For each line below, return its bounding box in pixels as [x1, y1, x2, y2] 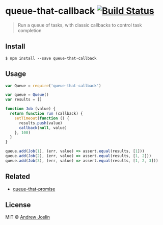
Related [5, 172, 31, 181]
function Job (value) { [5, 106, 56, 112]
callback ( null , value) [18, 125, 67, 130]
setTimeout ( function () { [14, 115, 70, 121]
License [5, 201, 31, 209]
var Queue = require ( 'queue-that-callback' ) [5, 83, 101, 88]
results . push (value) [18, 120, 63, 126]
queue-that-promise [12, 186, 56, 192]
